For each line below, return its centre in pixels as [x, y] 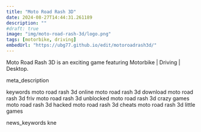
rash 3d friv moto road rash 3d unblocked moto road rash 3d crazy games [98, 98]
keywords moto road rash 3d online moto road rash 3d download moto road [100, 92]
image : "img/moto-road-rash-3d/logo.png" [59, 34]
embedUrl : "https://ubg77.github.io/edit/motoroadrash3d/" [82, 46]
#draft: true [22, 28]
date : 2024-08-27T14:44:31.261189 [49, 17]
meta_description [28, 80]
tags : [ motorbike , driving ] [41, 40]
